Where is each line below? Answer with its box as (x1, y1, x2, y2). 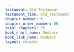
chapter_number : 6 (5, 16, 43, 21)
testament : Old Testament (5, 7, 58, 12)
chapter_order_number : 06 (5, 21, 58, 26)
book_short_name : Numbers (5, 30, 58, 35)
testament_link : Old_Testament (5, 12, 70, 17)
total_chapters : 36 (5, 26, 45, 31)
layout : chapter (5, 40, 38, 45)
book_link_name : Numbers (5, 35, 56, 40)
